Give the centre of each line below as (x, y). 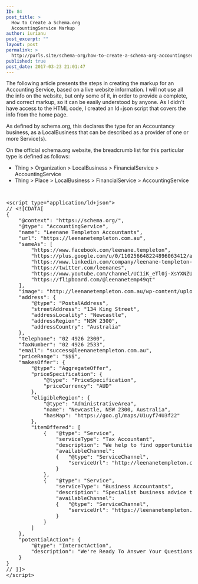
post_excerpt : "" (27, 39)
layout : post (22, 45)
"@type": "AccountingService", (64, 226)
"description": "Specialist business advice (121, 492)
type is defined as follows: (38, 157)
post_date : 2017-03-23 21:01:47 (46, 66)
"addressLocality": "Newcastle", (79, 315)
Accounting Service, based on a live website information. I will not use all (95, 90)
